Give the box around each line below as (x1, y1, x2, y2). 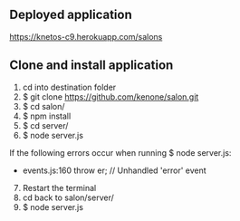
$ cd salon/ (22, 101, 65, 111)
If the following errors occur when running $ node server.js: (9, 147, 232, 158)
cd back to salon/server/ (22, 192, 115, 203)
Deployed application (9, 7, 133, 23)
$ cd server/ (22, 120, 69, 130)
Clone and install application (9, 58, 174, 73)
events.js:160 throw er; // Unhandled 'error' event (22, 165, 206, 176)
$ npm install (22, 110, 72, 121)
